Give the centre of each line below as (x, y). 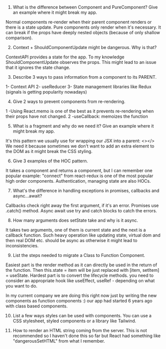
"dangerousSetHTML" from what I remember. (59, 341)
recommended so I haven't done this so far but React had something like (87, 336)
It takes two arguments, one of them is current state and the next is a (76, 230)
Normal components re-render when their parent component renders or (79, 22)
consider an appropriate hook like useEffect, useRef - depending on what (80, 281)
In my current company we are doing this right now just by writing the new (81, 296)
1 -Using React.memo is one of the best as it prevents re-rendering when (80, 111)
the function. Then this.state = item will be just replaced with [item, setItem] (83, 270)
